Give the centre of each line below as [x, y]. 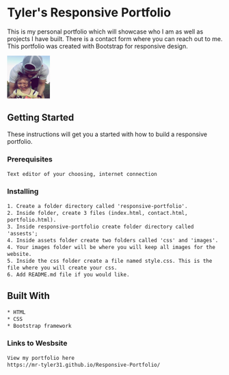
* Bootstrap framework [39, 326]
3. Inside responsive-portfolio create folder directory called [100, 227]
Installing [23, 191]
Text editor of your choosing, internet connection [82, 174]
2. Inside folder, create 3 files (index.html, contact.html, [97, 214]
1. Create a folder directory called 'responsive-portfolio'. [97, 207]
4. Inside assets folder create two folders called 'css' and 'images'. [113, 241]
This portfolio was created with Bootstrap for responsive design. [97, 46]
